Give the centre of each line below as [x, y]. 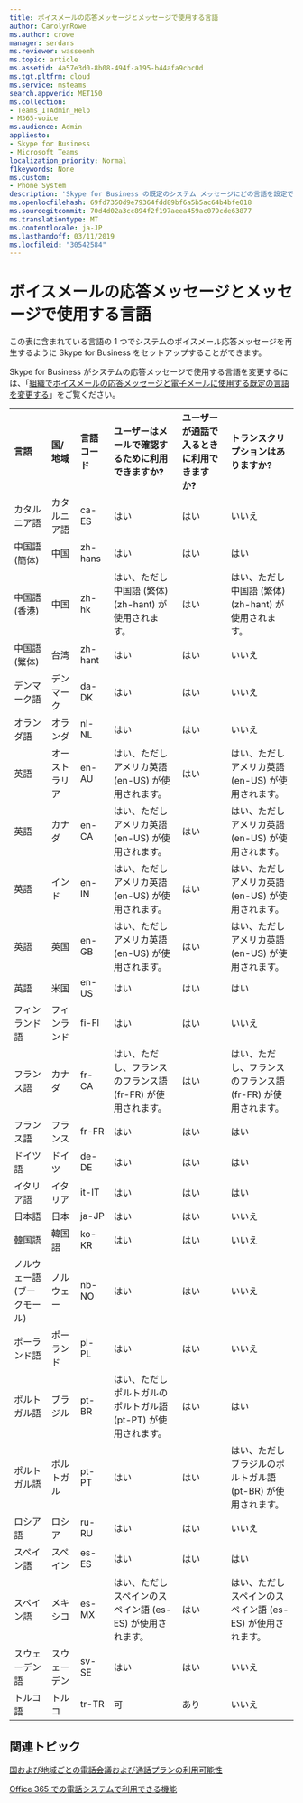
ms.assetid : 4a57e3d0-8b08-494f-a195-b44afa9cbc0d [106, 69]
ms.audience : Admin [46, 127]
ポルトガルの [141, 1393]
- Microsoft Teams [44, 152]
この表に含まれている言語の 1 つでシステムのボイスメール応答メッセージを [147, 342]
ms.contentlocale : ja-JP [56, 228]
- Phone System [38, 186]
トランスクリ [258, 438]
